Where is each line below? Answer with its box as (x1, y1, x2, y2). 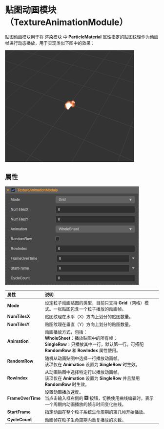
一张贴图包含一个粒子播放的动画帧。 (53, 306, 126, 312)
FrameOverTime (7, 395, 41, 401)
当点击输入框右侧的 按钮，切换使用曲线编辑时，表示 (44, 395, 154, 401)
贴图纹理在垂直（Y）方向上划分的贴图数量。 (44, 322, 133, 327)
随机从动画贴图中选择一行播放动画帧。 (44, 355, 122, 361)
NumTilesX (7, 313, 30, 319)
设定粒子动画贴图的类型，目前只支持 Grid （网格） (44, 300, 145, 305)
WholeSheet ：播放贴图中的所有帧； (44, 335, 118, 341)
